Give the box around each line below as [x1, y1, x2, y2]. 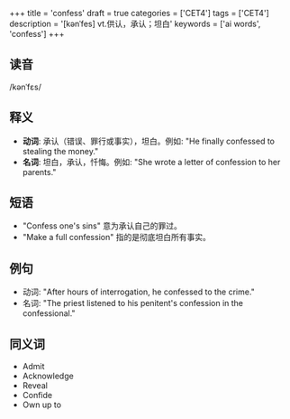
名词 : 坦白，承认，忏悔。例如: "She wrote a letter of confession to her [22, 156, 281, 167]
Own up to [22, 399, 61, 410]
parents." [22, 166, 57, 177]
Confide [22, 390, 52, 401]
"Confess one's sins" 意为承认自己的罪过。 [22, 220, 182, 231]
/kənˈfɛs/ [9, 81, 42, 92]
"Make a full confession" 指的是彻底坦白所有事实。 [22, 232, 212, 243]
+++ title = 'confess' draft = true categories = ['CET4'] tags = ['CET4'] [9, 8, 270, 18]
